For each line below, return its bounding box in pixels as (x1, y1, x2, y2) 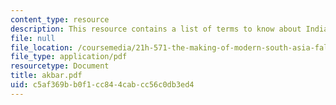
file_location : (10, 42, 74, 53)
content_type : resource (10, 14, 110, 25)
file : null (10, 33, 56, 43)
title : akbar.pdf (10, 71, 83, 81)
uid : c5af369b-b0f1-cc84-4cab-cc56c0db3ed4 (10, 80, 195, 90)
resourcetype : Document (10, 61, 110, 71)
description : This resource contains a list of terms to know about (10, 24, 302, 34)
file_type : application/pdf (10, 52, 128, 62)
